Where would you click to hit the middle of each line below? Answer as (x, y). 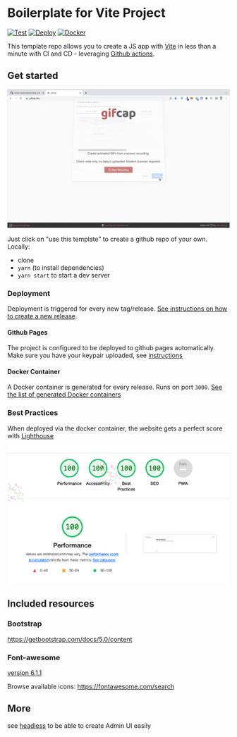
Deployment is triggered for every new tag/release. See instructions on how (117, 309)
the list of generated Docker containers (64, 395)
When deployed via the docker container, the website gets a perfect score (115, 428)
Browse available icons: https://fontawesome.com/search (91, 687)
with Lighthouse (31, 435)
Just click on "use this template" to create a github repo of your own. (108, 239)
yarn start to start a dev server (64, 275)
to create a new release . (42, 316)
